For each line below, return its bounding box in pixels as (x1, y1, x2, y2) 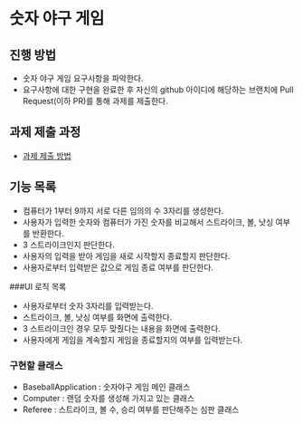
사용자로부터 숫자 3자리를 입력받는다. (22, 300, 154, 311)
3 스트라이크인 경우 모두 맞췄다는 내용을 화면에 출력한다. (22, 323, 222, 333)
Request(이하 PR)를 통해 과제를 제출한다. (22, 96, 169, 106)
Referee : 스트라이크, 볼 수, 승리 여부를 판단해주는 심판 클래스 (22, 404, 240, 415)
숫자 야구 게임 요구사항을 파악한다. (22, 73, 144, 83)
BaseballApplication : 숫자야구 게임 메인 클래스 (22, 381, 191, 392)
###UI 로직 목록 (9, 281, 67, 292)
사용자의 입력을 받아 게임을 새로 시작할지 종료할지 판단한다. (22, 250, 231, 261)
